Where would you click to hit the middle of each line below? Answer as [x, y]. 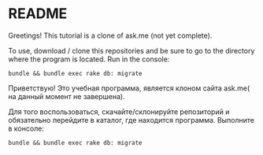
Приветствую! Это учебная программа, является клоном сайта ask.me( [129, 88]
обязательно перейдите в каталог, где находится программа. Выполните [131, 120]
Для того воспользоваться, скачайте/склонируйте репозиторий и [119, 112]
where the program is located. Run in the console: [89, 59]
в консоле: [26, 128]
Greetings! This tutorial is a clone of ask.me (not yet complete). [110, 35]
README [38, 14]
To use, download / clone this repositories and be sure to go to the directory [131, 50]
